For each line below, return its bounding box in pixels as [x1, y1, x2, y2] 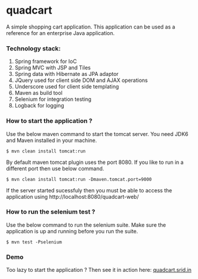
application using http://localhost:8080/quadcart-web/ [6, 193, 139, 200]
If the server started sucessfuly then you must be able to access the [6, 186, 173, 194]
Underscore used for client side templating [14, 83, 119, 90]
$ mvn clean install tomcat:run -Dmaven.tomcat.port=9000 [6, 176, 152, 182]
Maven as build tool [14, 90, 63, 97]
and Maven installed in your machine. [6, 137, 98, 144]
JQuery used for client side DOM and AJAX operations [14, 77, 148, 84]
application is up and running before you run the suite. [6, 227, 138, 234]
